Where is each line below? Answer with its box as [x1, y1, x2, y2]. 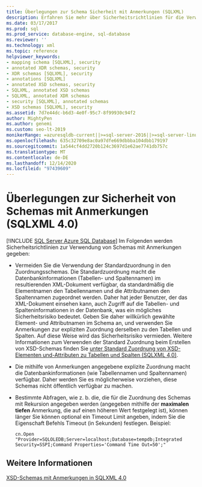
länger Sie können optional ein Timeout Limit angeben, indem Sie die [14, 413, 185, 421]
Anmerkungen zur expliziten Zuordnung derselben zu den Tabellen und [14, 326, 192, 333]
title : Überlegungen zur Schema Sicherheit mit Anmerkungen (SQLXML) [6, 8, 185, 15]
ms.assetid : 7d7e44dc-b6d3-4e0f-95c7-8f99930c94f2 [6, 110, 136, 116]
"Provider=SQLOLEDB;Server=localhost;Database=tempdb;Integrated [14, 436, 182, 443]
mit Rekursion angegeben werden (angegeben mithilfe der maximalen [14, 400, 189, 407]
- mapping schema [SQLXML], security [6, 59, 101, 65]
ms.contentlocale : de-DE [6, 154, 69, 160]
